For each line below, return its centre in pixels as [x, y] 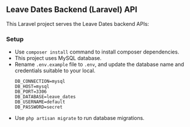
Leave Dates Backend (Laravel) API [72, 10]
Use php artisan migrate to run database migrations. [79, 118]
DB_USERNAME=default [40, 102]
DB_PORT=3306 [31, 92]
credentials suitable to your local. [55, 71]
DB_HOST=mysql [32, 87]
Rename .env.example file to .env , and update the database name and [99, 65]
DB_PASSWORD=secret [39, 107]
